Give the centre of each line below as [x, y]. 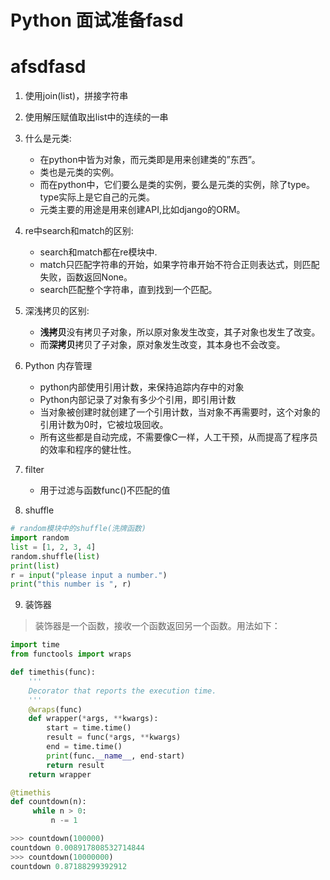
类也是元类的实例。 [79, 172]
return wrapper [60, 774]
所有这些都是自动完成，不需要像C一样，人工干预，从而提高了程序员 [178, 437]
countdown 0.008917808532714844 [77, 847]
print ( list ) [35, 566]
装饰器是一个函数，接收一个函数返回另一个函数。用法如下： [157, 626]
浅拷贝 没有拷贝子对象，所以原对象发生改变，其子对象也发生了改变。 [180, 332]
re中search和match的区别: [79, 231]
